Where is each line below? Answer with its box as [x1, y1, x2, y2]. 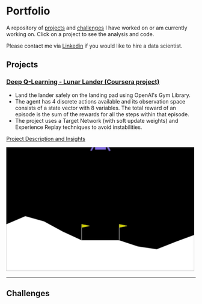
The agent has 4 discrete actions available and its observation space [14, 98, 186, 105]
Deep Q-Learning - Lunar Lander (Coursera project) [6, 78, 160, 86]
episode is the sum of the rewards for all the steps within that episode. [14, 110, 189, 118]
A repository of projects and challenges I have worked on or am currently [6, 24, 188, 31]
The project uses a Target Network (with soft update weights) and [14, 117, 179, 124]
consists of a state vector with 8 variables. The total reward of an [14, 104, 176, 111]
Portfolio [6, 4, 50, 18]
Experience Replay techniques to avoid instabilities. [14, 123, 142, 131]
